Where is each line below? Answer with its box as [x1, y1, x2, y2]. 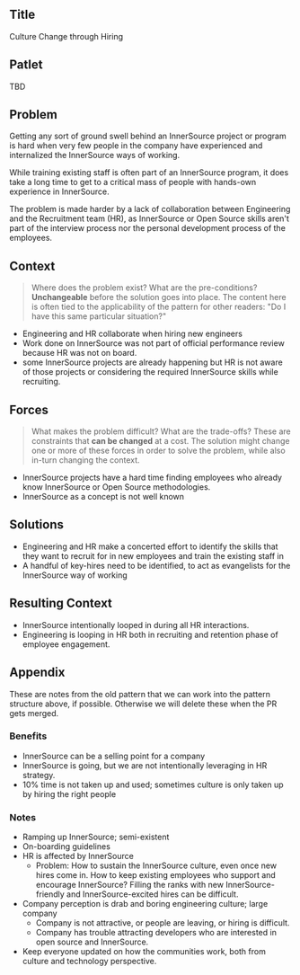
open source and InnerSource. [35, 936, 149, 947]
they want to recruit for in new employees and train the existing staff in [22, 550, 285, 561]
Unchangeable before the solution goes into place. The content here [31, 292, 287, 303]
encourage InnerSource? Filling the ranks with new [35, 880, 225, 891]
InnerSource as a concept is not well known [22, 492, 185, 502]
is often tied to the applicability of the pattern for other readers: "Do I [31, 301, 287, 313]
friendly [35, 889, 65, 900]
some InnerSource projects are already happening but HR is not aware [22, 357, 283, 368]
